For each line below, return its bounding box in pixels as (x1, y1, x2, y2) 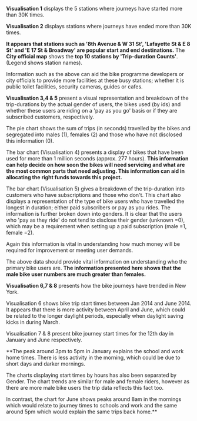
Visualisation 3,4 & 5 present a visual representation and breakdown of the (6, 94, 189, 101)
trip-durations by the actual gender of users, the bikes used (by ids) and (6, 101, 181, 108)
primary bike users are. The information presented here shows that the (6, 265, 181, 271)
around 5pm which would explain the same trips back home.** (6, 408, 158, 415)
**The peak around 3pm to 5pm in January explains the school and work (6, 348, 184, 354)
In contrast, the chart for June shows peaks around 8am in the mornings (6, 396, 182, 403)
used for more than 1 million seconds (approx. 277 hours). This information (6, 155, 189, 162)
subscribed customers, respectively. (6, 113, 95, 120)
